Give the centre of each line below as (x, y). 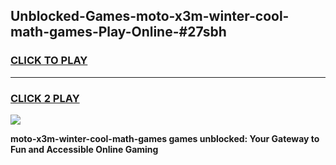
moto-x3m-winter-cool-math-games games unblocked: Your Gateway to (165, 138)
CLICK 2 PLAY (45, 98)
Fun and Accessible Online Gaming (84, 149)
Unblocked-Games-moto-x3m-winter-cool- (150, 16)
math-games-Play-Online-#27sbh (118, 32)
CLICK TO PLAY (49, 61)
